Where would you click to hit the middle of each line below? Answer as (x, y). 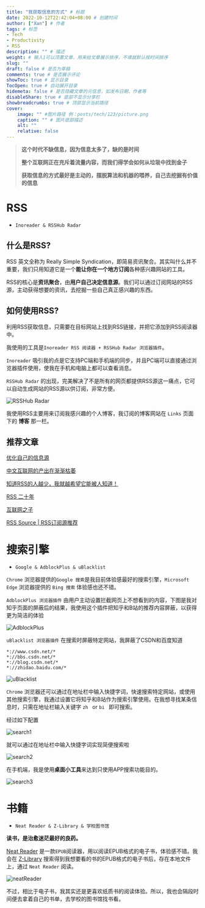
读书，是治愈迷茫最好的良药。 (44, 838)
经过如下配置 (22, 720)
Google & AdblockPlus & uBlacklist (60, 568)
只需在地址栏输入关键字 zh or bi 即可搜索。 (79, 707)
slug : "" (17, 63)
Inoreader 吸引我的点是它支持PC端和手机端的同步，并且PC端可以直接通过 (99, 360)
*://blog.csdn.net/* (33, 663)
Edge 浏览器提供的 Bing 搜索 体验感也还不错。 (63, 587)
